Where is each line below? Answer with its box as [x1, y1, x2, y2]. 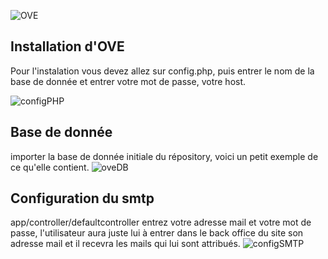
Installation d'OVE [10, 38, 125, 55]
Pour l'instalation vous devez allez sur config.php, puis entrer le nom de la [10, 65, 315, 77]
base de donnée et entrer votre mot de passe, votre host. [10, 75, 247, 87]
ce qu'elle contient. [10, 161, 90, 173]
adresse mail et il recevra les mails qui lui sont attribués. [10, 238, 241, 250]
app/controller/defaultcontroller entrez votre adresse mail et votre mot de [10, 216, 312, 229]
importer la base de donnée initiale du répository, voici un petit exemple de [10, 150, 319, 162]
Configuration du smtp [10, 190, 155, 207]
